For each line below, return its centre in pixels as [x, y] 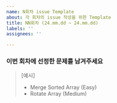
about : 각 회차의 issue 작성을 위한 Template [59, 17]
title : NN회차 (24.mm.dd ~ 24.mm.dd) [52, 23]
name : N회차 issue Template [40, 12]
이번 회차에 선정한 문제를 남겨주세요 [55, 62]
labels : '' [20, 28]
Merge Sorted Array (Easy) [63, 87]
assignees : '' [24, 34]
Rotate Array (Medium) [58, 94]
